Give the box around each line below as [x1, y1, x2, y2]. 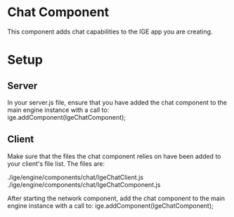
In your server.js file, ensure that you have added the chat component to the [7, 98, 227, 106]
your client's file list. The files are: [7, 159, 105, 168]
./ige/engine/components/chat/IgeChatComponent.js [7, 180, 161, 189]
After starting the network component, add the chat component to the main [7, 194, 226, 202]
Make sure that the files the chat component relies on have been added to [7, 152, 221, 160]
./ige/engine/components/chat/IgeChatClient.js [7, 173, 144, 181]
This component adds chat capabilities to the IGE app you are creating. [7, 27, 213, 36]
